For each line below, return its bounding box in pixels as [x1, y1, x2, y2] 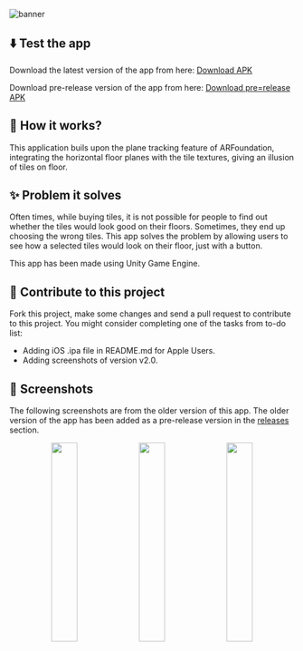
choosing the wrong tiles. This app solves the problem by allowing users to [9, 231, 289, 242]
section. [9, 424, 40, 435]
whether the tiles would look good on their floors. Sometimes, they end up [9, 221, 286, 232]
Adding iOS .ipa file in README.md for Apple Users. [22, 345, 215, 356]
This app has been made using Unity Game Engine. [9, 258, 201, 269]
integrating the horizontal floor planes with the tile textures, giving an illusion [9, 151, 295, 162]
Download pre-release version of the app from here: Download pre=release [9, 82, 291, 92]
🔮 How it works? [9, 118, 102, 133]
